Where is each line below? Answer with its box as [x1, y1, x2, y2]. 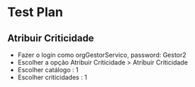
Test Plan [7, 4, 64, 20]
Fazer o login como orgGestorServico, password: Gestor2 [17, 51, 186, 59]
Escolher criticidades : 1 [17, 73, 87, 81]
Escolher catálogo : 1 [17, 66, 79, 74]
